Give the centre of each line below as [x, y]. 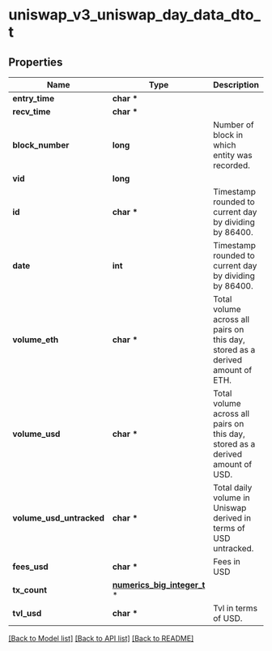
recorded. [232, 165]
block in [228, 135]
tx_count [30, 590]
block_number [41, 145]
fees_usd [30, 567]
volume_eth [36, 340]
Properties [36, 62]
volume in [232, 498]
